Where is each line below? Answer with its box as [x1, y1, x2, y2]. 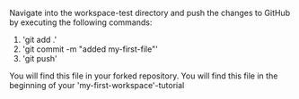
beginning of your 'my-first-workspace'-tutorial [9, 80, 185, 90]
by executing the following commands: [9, 17, 153, 28]
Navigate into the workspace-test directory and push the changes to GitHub [9, 8, 290, 18]
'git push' [22, 54, 57, 63]
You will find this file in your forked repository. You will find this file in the [9, 70, 278, 81]
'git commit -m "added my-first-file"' [22, 44, 159, 54]
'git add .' [22, 35, 57, 45]
